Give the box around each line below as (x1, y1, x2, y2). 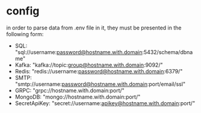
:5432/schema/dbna (142, 48, 193, 55)
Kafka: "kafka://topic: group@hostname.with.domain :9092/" (14, 61, 163, 69)
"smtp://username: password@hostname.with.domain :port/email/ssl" (14, 80, 185, 88)
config (6, 4, 40, 18)
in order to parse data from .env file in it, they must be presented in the (6, 24, 182, 31)
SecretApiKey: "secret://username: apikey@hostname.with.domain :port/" (14, 99, 196, 106)
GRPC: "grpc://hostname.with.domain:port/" (14, 87, 125, 94)
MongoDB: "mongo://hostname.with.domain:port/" (14, 93, 141, 100)
